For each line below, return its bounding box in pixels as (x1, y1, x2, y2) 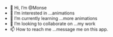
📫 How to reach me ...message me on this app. (9, 26, 108, 32)
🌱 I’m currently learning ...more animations (9, 15, 97, 21)
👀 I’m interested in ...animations (9, 10, 75, 16)
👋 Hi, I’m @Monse (9, 5, 47, 10)
